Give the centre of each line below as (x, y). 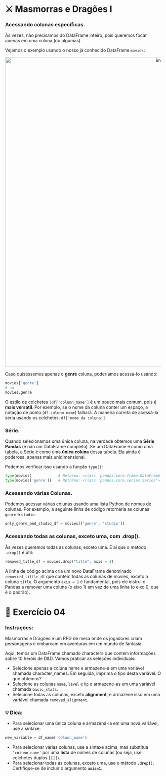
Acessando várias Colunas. (39, 493)
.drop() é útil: (19, 552)
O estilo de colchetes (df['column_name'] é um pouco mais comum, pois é (81, 402)
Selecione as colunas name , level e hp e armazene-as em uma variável (84, 684)
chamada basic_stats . (35, 689)
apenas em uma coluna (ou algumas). (43, 41)
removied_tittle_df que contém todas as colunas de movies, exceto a (77, 576)
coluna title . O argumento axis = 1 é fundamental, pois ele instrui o (75, 582)
